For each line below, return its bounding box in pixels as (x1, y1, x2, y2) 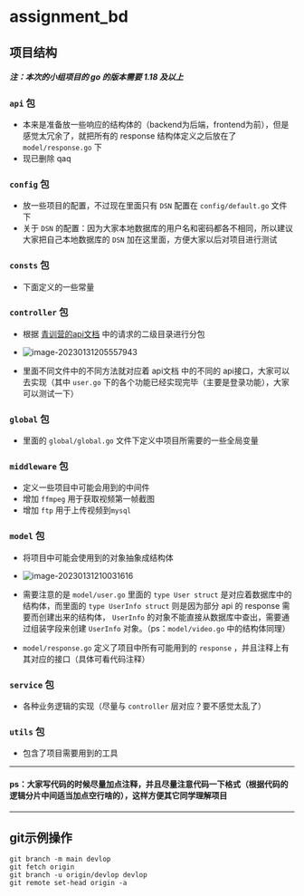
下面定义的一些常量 (22, 281, 95, 292)
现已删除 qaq (22, 152, 71, 164)
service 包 (9, 678, 54, 690)
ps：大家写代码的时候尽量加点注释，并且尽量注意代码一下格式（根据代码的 (9, 778, 289, 789)
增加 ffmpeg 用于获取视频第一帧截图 (22, 494, 156, 505)
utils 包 (9, 725, 45, 737)
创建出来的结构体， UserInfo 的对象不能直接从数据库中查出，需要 (38, 612, 282, 622)
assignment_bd (9, 6, 128, 27)
